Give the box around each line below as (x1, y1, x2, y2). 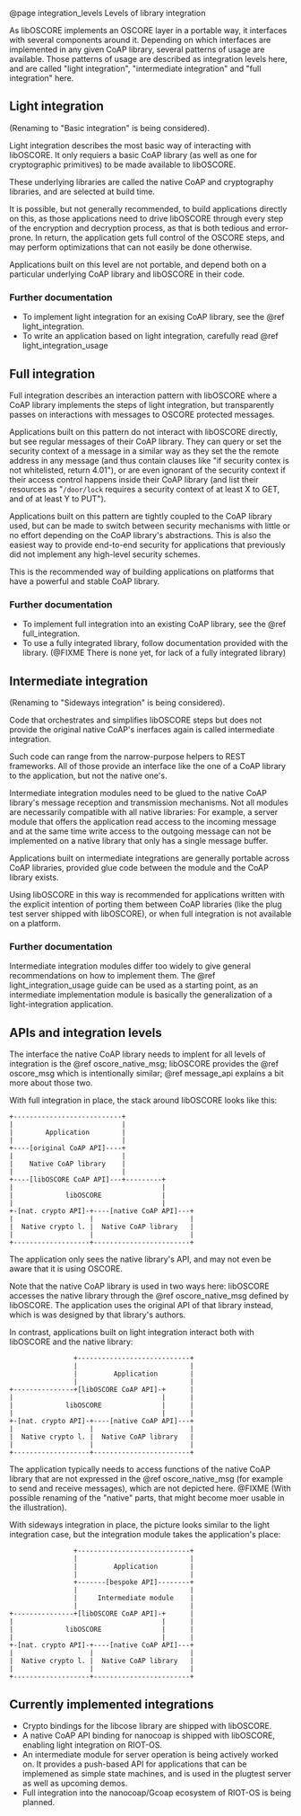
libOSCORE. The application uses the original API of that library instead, (9, 1300, 273, 1311)
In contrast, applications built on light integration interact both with (9, 1327, 255, 1338)
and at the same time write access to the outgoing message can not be (9, 826, 271, 837)
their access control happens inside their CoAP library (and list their (9, 474, 259, 484)
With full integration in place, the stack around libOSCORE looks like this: (9, 1095, 278, 1106)
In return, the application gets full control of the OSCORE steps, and (35, 232, 285, 243)
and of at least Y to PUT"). (9, 493, 107, 504)
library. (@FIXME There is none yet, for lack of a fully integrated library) (21, 647, 287, 659)
